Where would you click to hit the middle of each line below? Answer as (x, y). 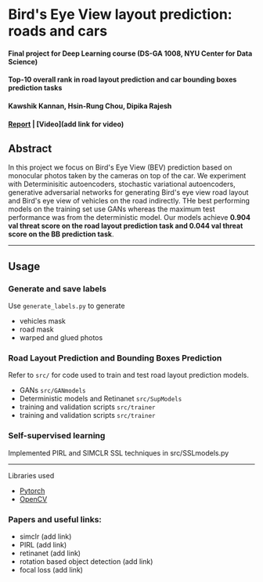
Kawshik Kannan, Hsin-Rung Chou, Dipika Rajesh (90, 106)
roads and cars (58, 31)
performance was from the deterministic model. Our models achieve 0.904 (129, 218)
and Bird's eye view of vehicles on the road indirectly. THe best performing (129, 201)
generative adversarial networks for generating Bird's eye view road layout (128, 192)
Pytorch (32, 490)
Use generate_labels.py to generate (67, 306)
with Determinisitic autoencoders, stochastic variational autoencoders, (122, 184)
